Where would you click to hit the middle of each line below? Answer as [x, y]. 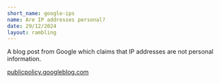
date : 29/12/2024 [32, 26]
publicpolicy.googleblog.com [48, 72]
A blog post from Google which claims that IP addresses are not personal [110, 52]
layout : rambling [32, 32]
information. [24, 59]
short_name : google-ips [41, 13]
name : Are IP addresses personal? [57, 20]
